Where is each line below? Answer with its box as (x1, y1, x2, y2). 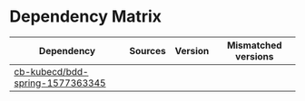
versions (235, 50, 274, 62)
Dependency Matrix (9, 6, 162, 27)
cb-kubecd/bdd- (14, 65, 89, 78)
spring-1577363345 (14, 77, 106, 89)
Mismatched (226, 39, 283, 51)
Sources (129, 44, 166, 57)
